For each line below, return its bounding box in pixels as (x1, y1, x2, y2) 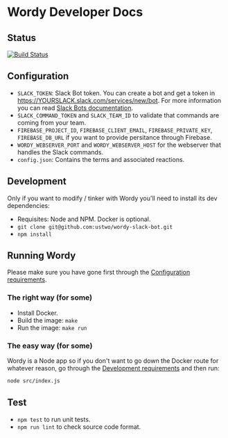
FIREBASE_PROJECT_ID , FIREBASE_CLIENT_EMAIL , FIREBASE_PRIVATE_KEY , (17, 126, 213, 134)
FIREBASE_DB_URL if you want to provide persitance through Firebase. (17, 133, 213, 141)
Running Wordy (7, 250, 76, 261)
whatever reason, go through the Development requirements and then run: (7, 364, 220, 373)
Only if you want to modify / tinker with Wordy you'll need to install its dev (7, 194, 218, 202)
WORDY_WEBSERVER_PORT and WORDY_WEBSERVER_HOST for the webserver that (17, 140, 222, 149)
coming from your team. (17, 118, 87, 127)
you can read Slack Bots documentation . (17, 104, 134, 112)
